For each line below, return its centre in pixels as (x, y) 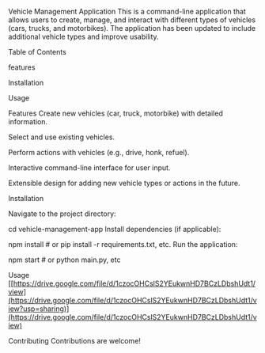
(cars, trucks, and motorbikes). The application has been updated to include (132, 28)
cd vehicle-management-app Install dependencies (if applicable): (115, 229)
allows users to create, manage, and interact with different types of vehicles (132, 20)
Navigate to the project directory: (62, 214)
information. (28, 121)
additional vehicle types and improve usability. (84, 36)
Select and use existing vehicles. (62, 137)
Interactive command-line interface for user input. (89, 168)
